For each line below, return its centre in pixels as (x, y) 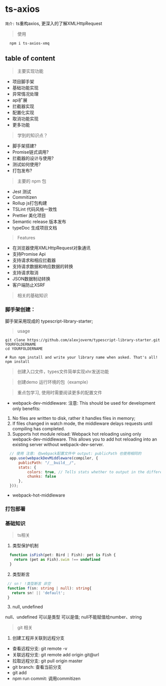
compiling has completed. (39, 429)
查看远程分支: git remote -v (40, 648)
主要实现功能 (30, 71)
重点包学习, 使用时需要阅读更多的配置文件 (60, 393)
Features (26, 237)
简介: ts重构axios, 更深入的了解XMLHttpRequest (54, 23)
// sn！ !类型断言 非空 (29, 584)
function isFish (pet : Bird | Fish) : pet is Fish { (63, 555)
